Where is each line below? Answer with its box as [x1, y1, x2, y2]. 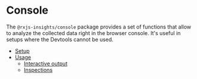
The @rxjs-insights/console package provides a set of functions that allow [6, 23, 192, 30]
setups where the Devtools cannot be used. [6, 36, 113, 43]
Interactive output [23, 60, 67, 67]
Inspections [23, 66, 53, 73]
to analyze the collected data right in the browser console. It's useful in [6, 29, 181, 36]
